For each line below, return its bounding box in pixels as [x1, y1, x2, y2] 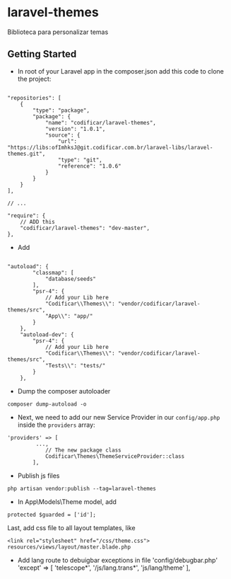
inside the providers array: [17, 420, 95, 429]
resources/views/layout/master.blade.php [7, 543, 131, 551]
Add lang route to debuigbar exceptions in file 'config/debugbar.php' [17, 556, 218, 564]
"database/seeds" [45, 275, 97, 282]
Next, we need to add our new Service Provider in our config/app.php [17, 413, 220, 421]
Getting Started [7, 48, 77, 60]
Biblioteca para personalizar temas [7, 28, 109, 36]
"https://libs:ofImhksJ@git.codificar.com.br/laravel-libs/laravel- [7, 144, 213, 151]
